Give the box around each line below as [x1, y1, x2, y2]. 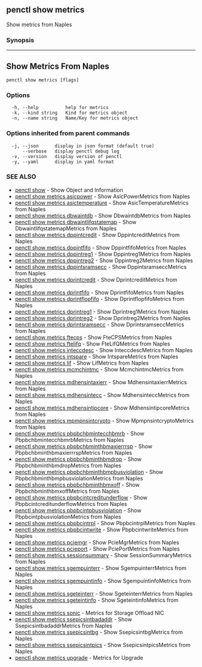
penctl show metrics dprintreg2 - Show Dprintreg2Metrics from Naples [14, 314, 191, 321]
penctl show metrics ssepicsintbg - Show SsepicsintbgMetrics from [14, 628, 183, 636]
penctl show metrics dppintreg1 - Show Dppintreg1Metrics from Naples [14, 250, 191, 258]
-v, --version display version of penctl [11, 153, 122, 159]
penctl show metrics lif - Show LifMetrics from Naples [14, 359, 149, 367]
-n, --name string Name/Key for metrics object [11, 115, 138, 121]
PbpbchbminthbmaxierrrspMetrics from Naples [14, 449, 132, 456]
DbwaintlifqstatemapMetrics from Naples [14, 224, 117, 232]
